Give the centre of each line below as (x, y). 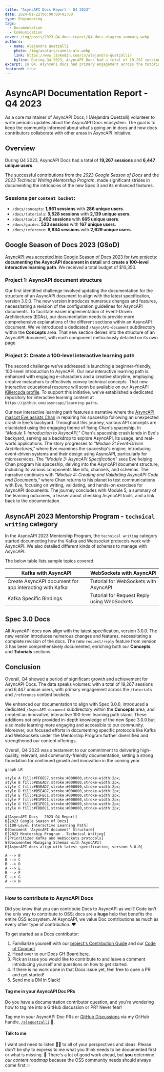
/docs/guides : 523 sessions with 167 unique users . (64, 224)
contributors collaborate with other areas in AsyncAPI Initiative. (68, 133)
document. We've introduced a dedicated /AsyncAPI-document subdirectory (80, 327)
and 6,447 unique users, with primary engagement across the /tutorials (79, 689)
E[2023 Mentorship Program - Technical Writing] (55, 834)
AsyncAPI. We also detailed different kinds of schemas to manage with (76, 546)
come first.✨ (18, 1065)
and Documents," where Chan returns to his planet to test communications (80, 480)
